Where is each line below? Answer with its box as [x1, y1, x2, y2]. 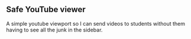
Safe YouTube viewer [6, 5, 86, 15]
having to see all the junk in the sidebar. [6, 26, 103, 33]
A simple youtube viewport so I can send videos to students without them [6, 20, 185, 27]
